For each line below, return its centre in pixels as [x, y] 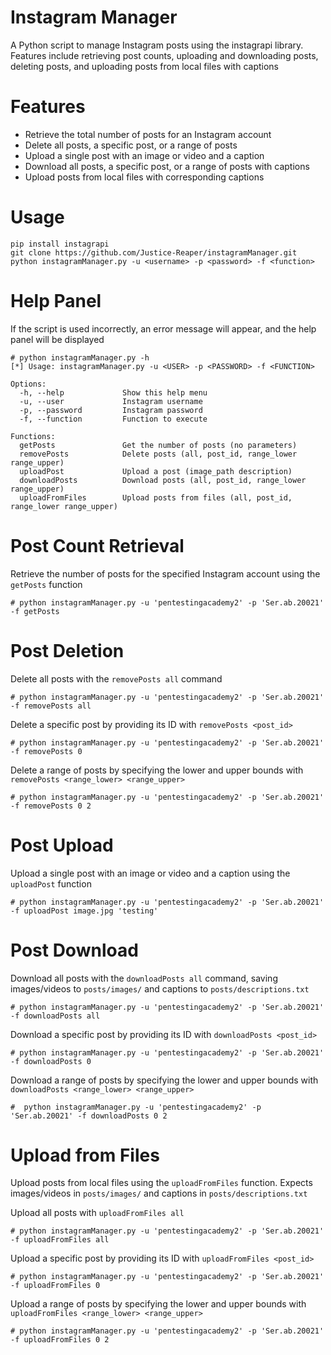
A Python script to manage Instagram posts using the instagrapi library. [157, 45]
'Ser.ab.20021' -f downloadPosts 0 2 [89, 1116]
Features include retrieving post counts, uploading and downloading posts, [164, 55]
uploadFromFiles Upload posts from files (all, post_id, [156, 497]
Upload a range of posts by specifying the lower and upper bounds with [158, 1304]
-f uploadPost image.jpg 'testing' [84, 911]
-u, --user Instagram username [111, 401]
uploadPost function [51, 883]
